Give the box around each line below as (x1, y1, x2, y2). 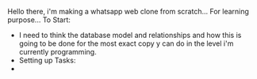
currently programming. (18, 47, 97, 56)
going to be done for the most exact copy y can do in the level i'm (18, 39, 234, 48)
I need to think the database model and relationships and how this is (18, 31, 242, 39)
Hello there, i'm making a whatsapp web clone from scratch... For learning (7, 7, 249, 16)
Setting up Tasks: (18, 55, 76, 65)
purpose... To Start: (7, 15, 71, 24)
